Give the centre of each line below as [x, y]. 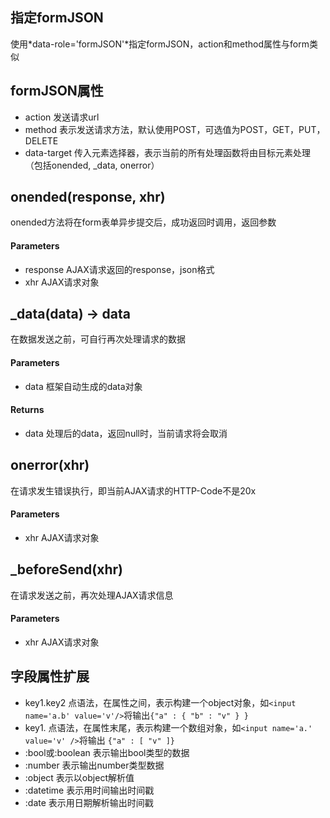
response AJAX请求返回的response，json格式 [119, 269]
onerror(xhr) [50, 465]
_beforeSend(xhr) [66, 569]
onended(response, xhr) [88, 197]
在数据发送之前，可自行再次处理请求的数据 [98, 339]
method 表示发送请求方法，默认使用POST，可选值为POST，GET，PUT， [175, 129]
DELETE [41, 140]
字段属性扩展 [50, 676]
